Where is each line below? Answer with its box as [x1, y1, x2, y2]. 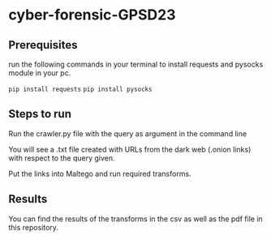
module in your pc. [8, 68, 71, 78]
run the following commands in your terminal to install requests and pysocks [8, 59, 264, 69]
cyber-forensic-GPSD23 [8, 6, 176, 24]
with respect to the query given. [8, 152, 115, 163]
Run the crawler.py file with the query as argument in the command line [8, 128, 247, 139]
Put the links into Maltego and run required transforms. [8, 169, 192, 178]
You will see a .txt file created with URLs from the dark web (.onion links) [8, 144, 252, 154]
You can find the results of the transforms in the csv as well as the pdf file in [8, 213, 264, 224]
